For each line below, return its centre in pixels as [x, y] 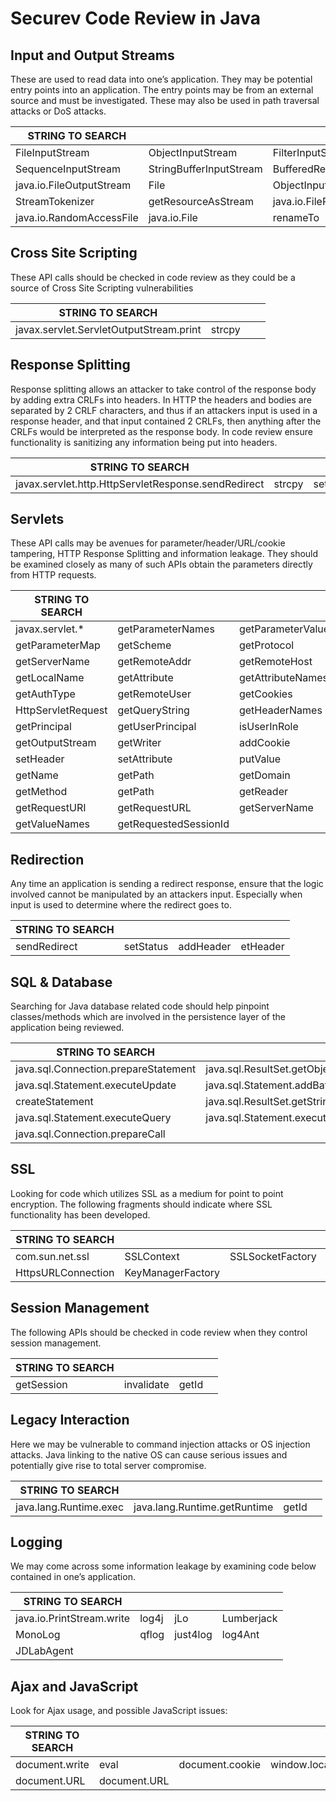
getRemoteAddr [154, 662]
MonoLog [38, 1635]
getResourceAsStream [201, 201]
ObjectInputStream [193, 152]
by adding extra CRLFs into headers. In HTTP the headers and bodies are [161, 399]
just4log [193, 1635]
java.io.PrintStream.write [73, 1619]
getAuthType [45, 694]
